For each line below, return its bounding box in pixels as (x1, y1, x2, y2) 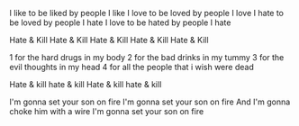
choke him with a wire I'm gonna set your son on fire (9, 106, 204, 116)
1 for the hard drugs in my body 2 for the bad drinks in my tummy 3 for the (9, 52, 285, 62)
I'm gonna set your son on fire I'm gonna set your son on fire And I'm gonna (9, 96, 291, 107)
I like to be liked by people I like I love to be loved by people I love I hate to (9, 8, 285, 18)
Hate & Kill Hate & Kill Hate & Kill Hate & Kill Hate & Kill (9, 35, 209, 45)
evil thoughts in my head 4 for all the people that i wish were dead (9, 62, 254, 72)
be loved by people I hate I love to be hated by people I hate (9, 17, 231, 28)
